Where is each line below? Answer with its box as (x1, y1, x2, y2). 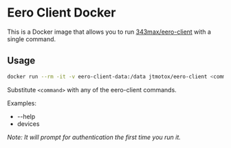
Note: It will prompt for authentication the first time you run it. (7, 133, 181, 141)
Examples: (7, 98, 36, 107)
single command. (7, 34, 56, 43)
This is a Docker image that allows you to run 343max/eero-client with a (7, 28, 212, 36)
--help (16, 112, 36, 120)
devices (16, 119, 40, 128)
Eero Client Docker (7, 5, 116, 21)
